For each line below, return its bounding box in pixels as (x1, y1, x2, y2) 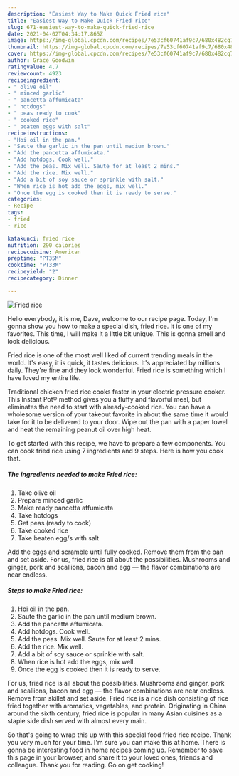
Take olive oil (17, 488, 57, 497)
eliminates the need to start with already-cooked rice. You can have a (7, 402, 211, 411)
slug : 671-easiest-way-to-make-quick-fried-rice (7, 23, 154, 31)
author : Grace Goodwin (7, 57, 75, 64)
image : (7, 37, 27, 44)
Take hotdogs (17, 510, 58, 520)
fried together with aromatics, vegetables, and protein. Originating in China (7, 701, 227, 710)
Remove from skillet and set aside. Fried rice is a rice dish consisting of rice (7, 693, 229, 702)
